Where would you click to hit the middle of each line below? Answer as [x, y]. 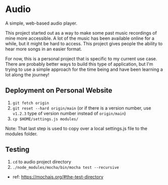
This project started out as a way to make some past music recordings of [81, 33]
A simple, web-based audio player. [41, 23]
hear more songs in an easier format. [44, 49]
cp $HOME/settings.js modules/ [45, 119]
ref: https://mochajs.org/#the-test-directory [58, 176]
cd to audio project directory [42, 161]
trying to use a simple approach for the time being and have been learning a [84, 69]
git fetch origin [31, 103]
